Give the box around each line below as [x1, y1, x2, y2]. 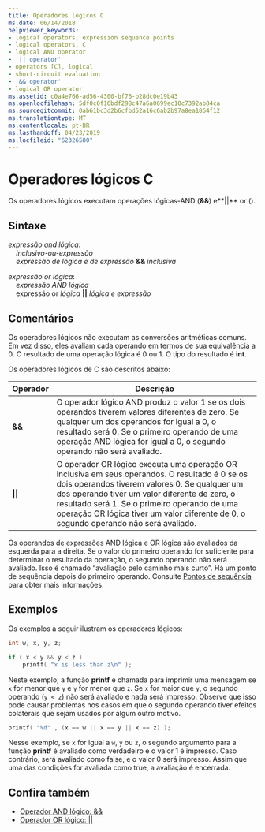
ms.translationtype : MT [8, 114, 87, 122]
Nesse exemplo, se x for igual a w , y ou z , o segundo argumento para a [8, 738, 237, 748]
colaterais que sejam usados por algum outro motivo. [8, 708, 181, 718]
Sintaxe [8, 218, 47, 233]
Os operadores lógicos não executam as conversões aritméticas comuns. [8, 333, 247, 342]
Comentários [8, 312, 74, 325]
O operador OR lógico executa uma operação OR [56, 459, 237, 470]
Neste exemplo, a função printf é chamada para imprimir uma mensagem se [8, 675, 256, 685]
